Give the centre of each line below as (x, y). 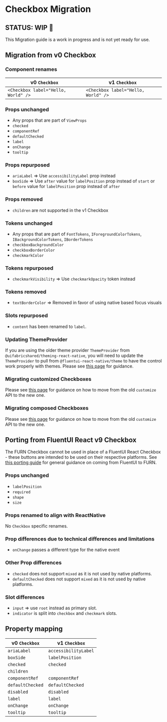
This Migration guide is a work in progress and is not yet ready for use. (78, 39)
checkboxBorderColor (34, 250)
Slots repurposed (27, 316)
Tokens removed (26, 292)
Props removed (24, 199)
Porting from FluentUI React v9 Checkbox (71, 440)
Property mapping (34, 629)
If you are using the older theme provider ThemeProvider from (68, 351)
